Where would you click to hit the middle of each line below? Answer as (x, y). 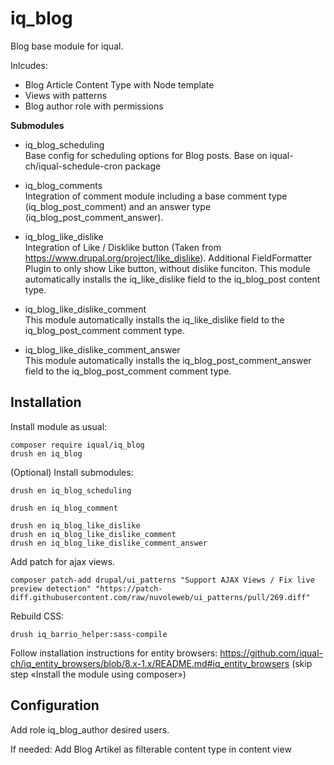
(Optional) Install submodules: (72, 472)
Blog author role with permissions (94, 106)
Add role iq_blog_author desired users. (90, 729)
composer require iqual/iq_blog (77, 445)
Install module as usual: (59, 426)
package (143, 166)
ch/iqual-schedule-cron (73, 166)
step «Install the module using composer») (98, 674)
